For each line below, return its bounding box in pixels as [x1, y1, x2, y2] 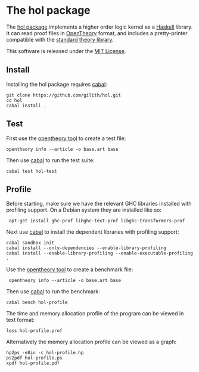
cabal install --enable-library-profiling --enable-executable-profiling [6, 250, 194, 256]
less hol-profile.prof [6, 328, 63, 334]
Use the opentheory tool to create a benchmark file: [6, 266, 133, 273]
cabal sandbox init [6, 240, 55, 246]
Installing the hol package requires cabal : [6, 80, 107, 88]
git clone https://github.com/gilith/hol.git [6, 92, 121, 98]
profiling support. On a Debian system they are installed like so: [6, 206, 162, 213]
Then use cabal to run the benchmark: [6, 288, 100, 295]
